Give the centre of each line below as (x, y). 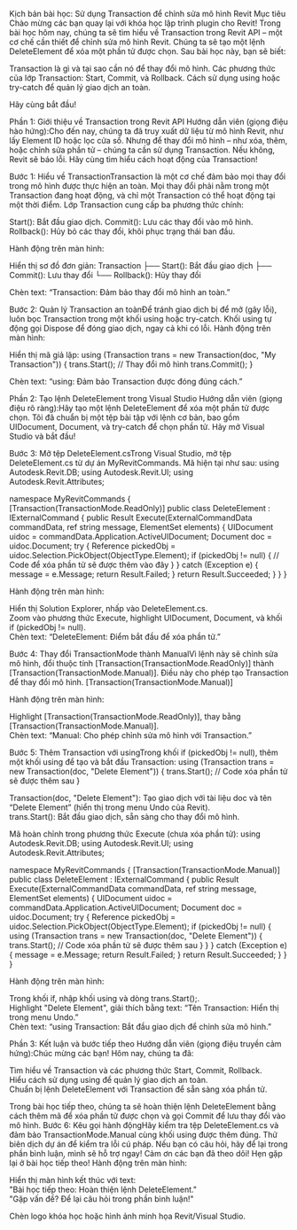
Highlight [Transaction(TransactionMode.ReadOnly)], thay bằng (125, 716)
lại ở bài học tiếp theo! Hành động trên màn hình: (98, 1163)
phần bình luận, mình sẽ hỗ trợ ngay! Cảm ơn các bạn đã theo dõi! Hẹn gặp (146, 1153)
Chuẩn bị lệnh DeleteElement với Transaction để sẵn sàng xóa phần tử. (138, 1089)
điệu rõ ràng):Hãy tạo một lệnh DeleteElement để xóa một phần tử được (140, 408)
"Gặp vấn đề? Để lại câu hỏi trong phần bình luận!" (102, 1199)
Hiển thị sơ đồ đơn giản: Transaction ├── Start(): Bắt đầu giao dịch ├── (141, 265)
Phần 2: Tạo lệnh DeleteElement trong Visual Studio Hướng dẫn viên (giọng (146, 398)
